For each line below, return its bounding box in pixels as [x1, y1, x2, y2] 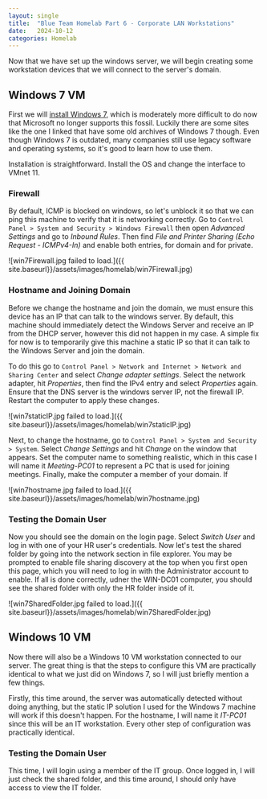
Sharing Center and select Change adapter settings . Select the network [8, 369, 246, 379]
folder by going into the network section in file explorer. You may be [8, 549, 233, 558]
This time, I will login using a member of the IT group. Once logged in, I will [8, 766, 255, 776]
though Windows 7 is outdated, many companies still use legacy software [8, 135, 252, 145]
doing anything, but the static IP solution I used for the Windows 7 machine [8, 702, 257, 711]
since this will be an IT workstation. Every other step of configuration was [8, 719, 251, 728]
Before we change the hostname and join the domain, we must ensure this [8, 303, 254, 312]
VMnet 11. [8, 168, 40, 178]
